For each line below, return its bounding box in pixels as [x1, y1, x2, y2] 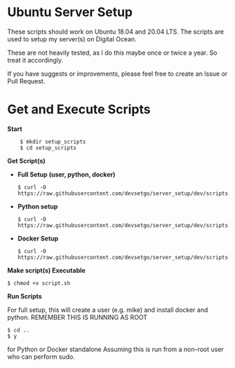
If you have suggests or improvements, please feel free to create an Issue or [7, 69, 228, 78]
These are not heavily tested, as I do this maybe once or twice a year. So [7, 48, 217, 57]
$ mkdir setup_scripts [20, 138, 86, 145]
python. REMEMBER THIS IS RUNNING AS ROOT [7, 313, 148, 321]
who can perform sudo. [7, 352, 76, 361]
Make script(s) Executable [7, 266, 86, 274]
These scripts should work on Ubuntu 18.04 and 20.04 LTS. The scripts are [7, 27, 224, 36]
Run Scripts [7, 292, 42, 300]
